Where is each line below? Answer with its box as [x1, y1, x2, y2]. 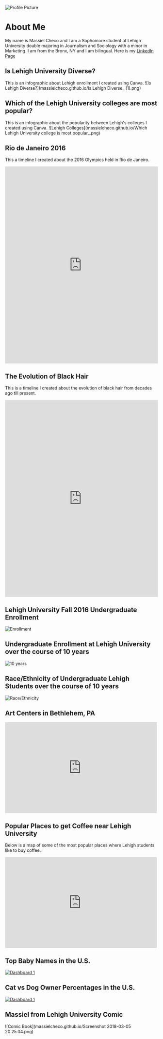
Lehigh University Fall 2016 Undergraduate [5, 605, 137, 614]
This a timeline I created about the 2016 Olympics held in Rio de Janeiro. [5, 157, 149, 162]
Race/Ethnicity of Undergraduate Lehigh [5, 675, 130, 683]
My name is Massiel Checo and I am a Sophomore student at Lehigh [5, 37, 142, 43]
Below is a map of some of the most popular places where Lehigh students [5, 842, 155, 848]
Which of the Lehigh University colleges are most [5, 99, 158, 108]
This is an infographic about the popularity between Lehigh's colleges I [5, 119, 147, 126]
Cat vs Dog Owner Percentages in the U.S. [5, 984, 135, 992]
